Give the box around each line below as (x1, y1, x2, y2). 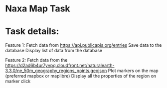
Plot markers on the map (108, 68, 159, 74)
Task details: (5, 26, 59, 37)
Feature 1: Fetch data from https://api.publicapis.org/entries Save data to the (5, 42, 162, 48)
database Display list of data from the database (5, 48, 103, 54)
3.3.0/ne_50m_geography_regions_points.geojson (5, 68, 107, 74)
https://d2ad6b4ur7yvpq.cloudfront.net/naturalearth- (5, 63, 115, 69)
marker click (5, 78, 31, 85)
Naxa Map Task (5, 3, 71, 14)
